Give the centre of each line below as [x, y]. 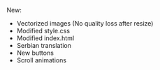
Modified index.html [45, 38]
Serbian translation [44, 45]
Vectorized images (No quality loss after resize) [85, 23]
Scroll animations [42, 60]
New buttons [35, 53]
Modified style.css [43, 31]
